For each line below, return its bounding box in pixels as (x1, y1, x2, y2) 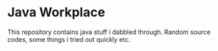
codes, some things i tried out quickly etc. (7, 35, 130, 43)
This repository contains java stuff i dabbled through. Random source (7, 28, 211, 36)
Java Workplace (7, 4, 105, 21)
